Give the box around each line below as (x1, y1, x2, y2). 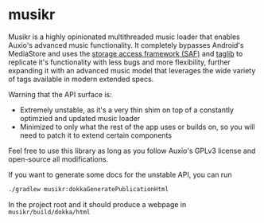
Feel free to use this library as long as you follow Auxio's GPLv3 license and (8, 146, 256, 155)
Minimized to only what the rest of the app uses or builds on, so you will (19, 122, 256, 131)
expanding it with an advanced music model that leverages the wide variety (8, 65, 256, 75)
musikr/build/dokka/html (8, 208, 91, 216)
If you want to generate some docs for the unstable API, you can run (8, 170, 232, 179)
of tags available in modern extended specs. (8, 74, 154, 84)
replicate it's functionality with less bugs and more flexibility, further (8, 57, 231, 67)
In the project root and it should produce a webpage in (8, 199, 187, 209)
